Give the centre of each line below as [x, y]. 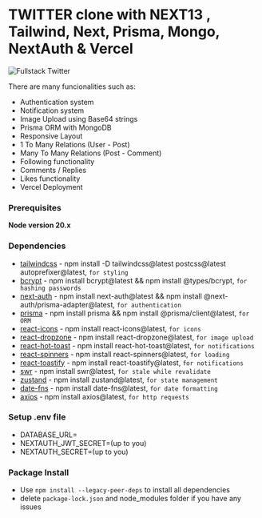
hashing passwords [50, 288]
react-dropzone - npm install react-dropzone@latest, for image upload [137, 337]
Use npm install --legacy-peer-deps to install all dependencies [125, 490]
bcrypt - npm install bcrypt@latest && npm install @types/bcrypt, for [133, 280]
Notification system [52, 110]
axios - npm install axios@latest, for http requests [104, 396]
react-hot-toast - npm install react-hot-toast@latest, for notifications [137, 345]
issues [30, 507]
